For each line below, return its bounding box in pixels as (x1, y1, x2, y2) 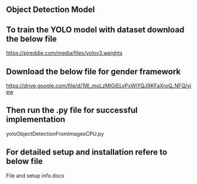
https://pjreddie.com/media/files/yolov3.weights (6, 49, 123, 56)
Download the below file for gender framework (6, 66, 181, 76)
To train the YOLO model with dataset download (6, 25, 185, 35)
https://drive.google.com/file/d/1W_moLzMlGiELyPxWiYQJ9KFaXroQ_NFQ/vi (6, 82, 192, 89)
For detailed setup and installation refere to (6, 147, 168, 158)
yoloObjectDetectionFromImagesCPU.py (6, 130, 104, 137)
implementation (6, 115, 66, 125)
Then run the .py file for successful (6, 105, 138, 115)
